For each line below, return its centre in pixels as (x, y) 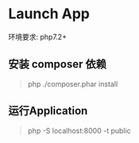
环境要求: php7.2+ (38, 37)
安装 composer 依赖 (58, 64)
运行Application (48, 111)
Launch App (49, 14)
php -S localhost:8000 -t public (79, 130)
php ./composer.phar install (73, 83)
